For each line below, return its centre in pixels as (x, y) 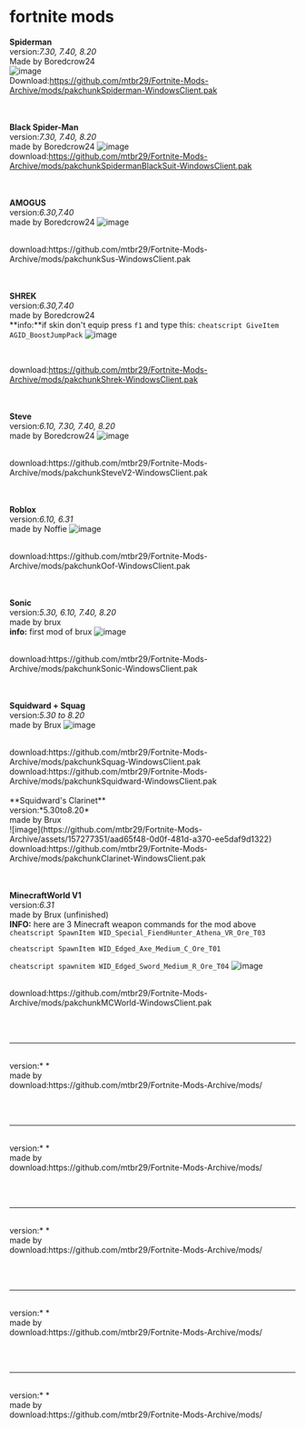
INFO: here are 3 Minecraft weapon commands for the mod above (133, 924)
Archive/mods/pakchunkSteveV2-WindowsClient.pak (108, 472)
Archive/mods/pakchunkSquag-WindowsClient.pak (105, 762)
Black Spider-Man (44, 127)
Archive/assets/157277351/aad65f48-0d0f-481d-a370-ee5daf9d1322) (141, 839)
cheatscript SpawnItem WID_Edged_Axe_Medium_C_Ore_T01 (115, 949)
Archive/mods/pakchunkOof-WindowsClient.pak (100, 565)
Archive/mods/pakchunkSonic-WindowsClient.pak (103, 668)
